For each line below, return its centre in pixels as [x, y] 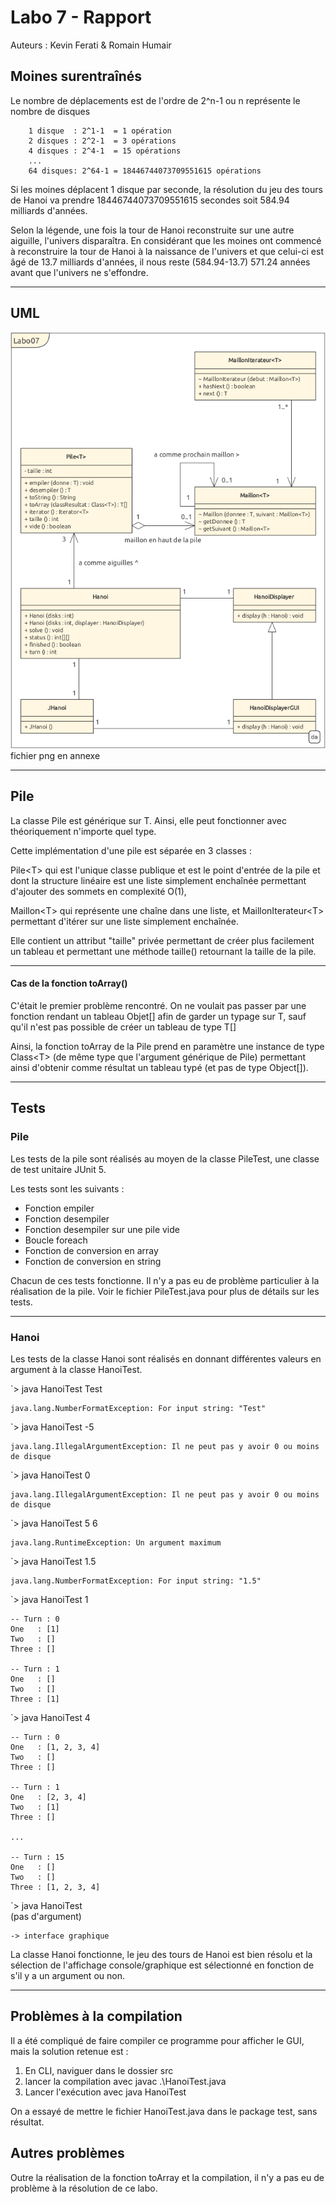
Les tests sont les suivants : [67, 1188]
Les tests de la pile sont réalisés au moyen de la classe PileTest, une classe [165, 1158]
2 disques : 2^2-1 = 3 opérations [102, 141]
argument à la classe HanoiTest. [76, 1369]
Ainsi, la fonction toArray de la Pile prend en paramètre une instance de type [167, 1046]
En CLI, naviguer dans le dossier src [99, 2070]
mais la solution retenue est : [69, 2051]
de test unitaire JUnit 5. [58, 1169]
